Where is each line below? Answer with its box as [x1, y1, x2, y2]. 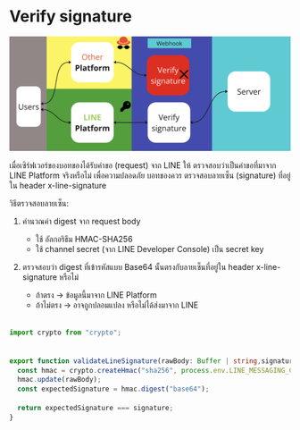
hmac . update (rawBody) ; [17, 375, 102, 384]
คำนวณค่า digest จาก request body [21, 216, 141, 227]
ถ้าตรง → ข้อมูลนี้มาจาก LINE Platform [35, 290, 158, 300]
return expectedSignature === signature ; [17, 404, 174, 413]
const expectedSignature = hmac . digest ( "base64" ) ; [17, 384, 210, 394]
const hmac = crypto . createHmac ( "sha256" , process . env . [17, 366, 229, 375]
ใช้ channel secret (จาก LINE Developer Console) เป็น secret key [35, 244, 264, 255]
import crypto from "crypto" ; [9, 328, 122, 337]
